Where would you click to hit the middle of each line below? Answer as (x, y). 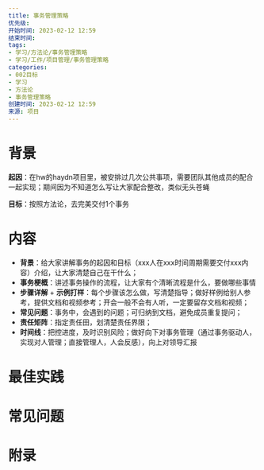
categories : (28, 68)
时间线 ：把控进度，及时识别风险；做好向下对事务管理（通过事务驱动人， (138, 332)
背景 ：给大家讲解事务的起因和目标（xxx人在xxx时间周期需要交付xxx (130, 262)
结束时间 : (22, 38)
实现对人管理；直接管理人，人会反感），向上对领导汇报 (108, 342)
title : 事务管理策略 (38, 16)
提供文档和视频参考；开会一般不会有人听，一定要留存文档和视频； (142, 302)
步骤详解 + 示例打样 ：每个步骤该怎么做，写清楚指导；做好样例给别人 (132, 292)
